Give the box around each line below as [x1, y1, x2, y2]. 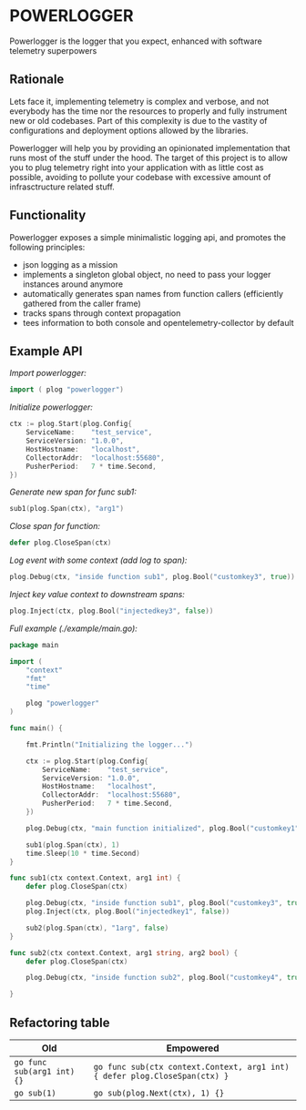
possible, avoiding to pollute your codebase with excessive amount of [9, 171, 271, 182]
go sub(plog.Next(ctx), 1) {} [93, 1087, 225, 1098]
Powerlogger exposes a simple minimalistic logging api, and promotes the [9, 231, 287, 242]
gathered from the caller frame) [22, 298, 141, 309]
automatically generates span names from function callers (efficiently [22, 288, 284, 299]
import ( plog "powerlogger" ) [9, 385, 125, 394]
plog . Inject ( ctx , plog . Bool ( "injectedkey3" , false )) [9, 606, 214, 616]
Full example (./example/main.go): [9, 623, 138, 634]
